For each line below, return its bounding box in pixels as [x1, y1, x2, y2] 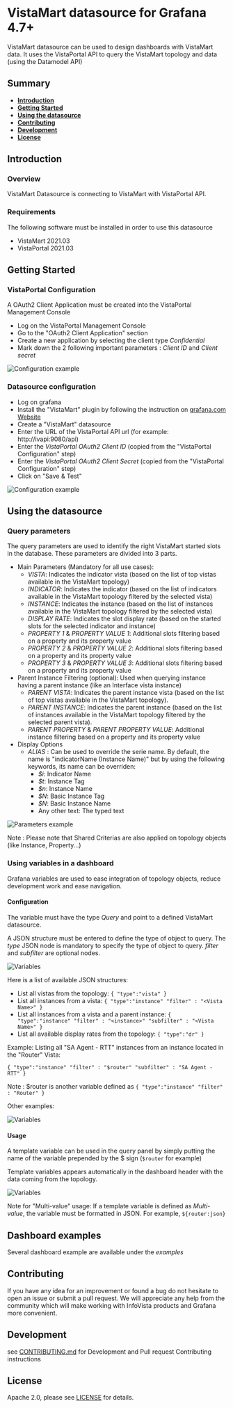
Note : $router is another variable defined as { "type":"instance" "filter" [7, 1082, 223, 1090]
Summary [7, 78, 51, 90]
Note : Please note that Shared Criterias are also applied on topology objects [7, 833, 227, 842]
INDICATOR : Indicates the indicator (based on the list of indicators [27, 585, 217, 593]
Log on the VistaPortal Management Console [17, 321, 146, 330]
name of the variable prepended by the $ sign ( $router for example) [7, 1154, 202, 1162]
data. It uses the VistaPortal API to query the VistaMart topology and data [7, 50, 218, 58]
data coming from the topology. [7, 1175, 97, 1183]
